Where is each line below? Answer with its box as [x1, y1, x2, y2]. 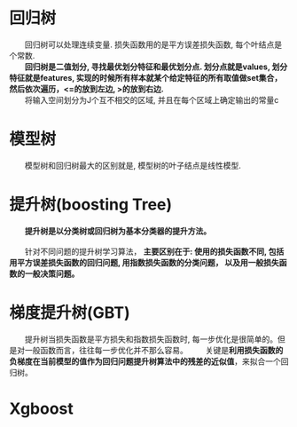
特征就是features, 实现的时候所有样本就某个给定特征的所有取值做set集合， [9, 72, 283, 83]
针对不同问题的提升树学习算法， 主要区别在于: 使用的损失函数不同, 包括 [25, 246, 285, 257]
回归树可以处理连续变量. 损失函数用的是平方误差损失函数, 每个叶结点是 [25, 39, 282, 50]
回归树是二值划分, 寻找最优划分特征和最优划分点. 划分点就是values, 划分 [25, 61, 288, 72]
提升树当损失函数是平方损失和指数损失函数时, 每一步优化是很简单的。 [25, 334, 277, 344]
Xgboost [9, 399, 74, 418]
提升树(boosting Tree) [9, 194, 173, 215]
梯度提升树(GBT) [9, 303, 130, 322]
